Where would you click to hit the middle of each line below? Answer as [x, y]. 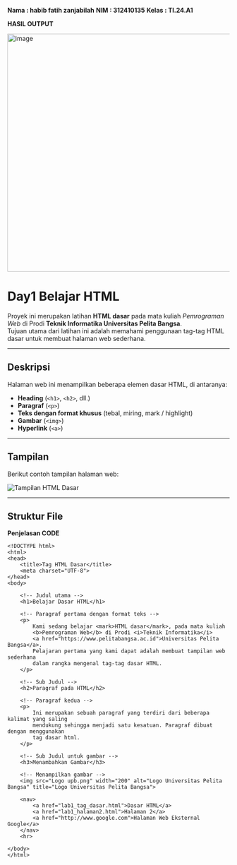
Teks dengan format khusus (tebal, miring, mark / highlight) [105, 413]
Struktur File [35, 516]
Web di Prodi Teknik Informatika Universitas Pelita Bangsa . [95, 323]
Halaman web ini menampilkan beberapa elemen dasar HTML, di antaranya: [117, 384]
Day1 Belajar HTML [63, 297]
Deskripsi [29, 368]
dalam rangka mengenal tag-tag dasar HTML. [97, 664]
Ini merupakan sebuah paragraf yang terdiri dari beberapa [121, 713]
